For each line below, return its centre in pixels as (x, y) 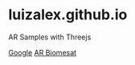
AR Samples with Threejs (50, 37)
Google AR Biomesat (43, 52)
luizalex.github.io (68, 15)
